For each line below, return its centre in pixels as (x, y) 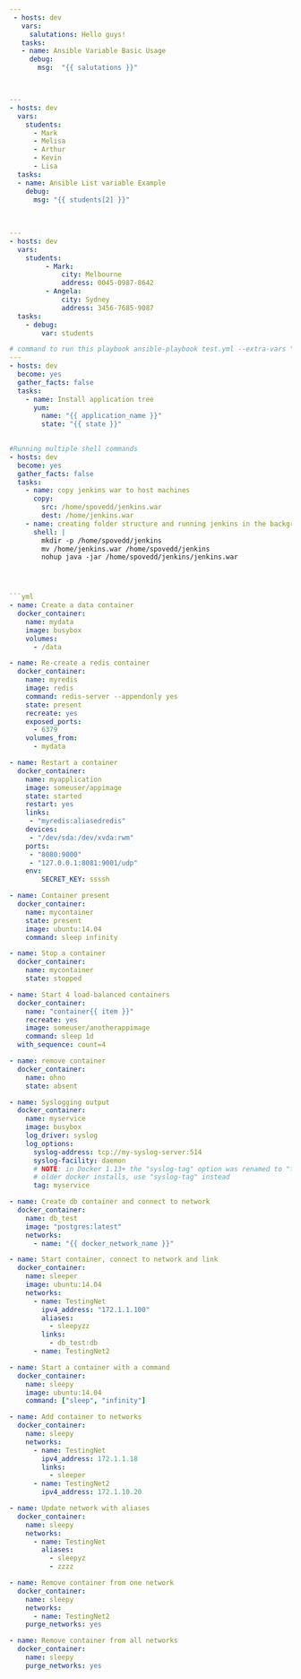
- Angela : (64, 291)
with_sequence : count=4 (61, 1045)
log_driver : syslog (62, 1135)
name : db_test (52, 1218)
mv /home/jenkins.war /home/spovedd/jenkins (126, 549)
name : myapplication (64, 779)
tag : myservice (61, 1186)
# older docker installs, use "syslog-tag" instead (131, 1177)
